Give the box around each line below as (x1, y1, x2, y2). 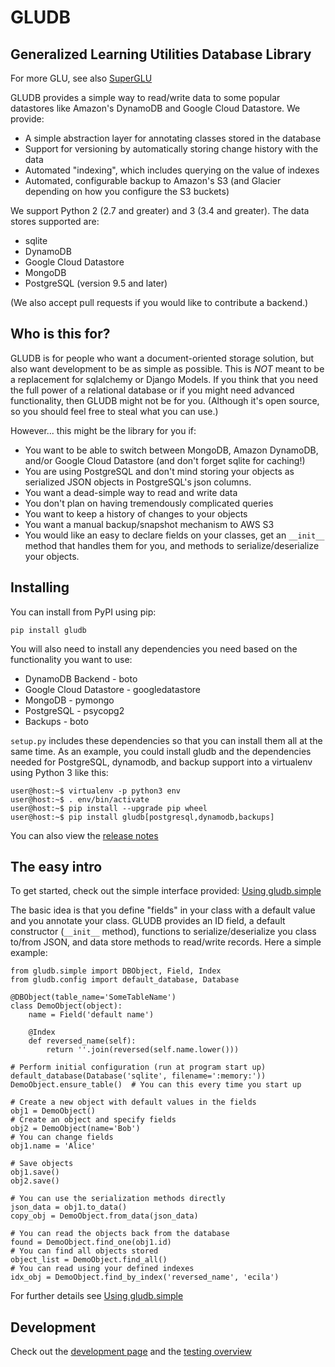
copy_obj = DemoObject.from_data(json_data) (10, 1211, 199, 1221)
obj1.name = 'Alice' (10, 1141, 97, 1151)
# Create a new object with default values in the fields (10, 1097, 257, 1108)
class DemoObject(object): (10, 1001, 123, 1011)
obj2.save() (10, 1176, 60, 1186)
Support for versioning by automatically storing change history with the (24, 143, 319, 155)
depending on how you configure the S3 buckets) (24, 186, 230, 197)
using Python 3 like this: (10, 766, 109, 778)
